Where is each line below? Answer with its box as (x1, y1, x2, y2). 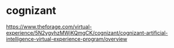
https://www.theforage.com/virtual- (6, 23, 92, 30)
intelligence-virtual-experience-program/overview (6, 35, 128, 42)
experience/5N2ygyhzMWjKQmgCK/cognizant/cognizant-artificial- (6, 29, 168, 36)
